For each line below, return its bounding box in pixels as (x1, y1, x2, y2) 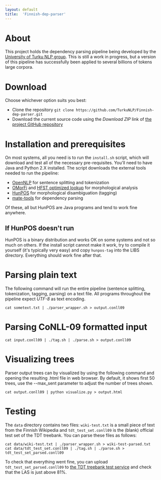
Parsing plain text (5, 269, 77, 281)
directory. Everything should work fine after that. (5, 252, 102, 258)
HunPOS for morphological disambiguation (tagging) (12, 190, 117, 196)
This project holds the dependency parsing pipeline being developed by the (5, 49, 156, 55)
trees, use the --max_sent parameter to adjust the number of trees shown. (5, 380, 154, 386)
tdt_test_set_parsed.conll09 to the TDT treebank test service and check (5, 464, 152, 470)
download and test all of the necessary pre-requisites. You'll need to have (5, 160, 153, 166)
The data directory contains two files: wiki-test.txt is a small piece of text (5, 422, 155, 428)
